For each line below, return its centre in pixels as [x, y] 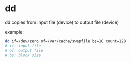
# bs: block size [23, 55]
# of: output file [24, 50]
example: [14, 32]
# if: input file [23, 46]
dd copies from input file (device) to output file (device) [62, 22]
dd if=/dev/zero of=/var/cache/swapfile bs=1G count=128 [66, 41]
